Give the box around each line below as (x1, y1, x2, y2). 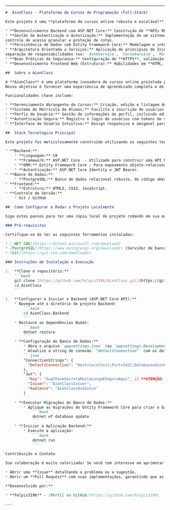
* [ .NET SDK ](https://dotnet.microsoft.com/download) (5, 241, 121, 246)
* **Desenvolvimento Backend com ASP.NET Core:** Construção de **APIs (5, 28, 159, 33)
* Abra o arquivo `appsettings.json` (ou (23, 344, 112, 349)
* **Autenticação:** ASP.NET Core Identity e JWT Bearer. (14, 167, 139, 172)
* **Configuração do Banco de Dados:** (14, 339, 99, 344)
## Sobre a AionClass (5, 70, 53, 75)
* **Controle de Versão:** (5, 191, 62, 196)
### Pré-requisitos (5, 223, 47, 228)
